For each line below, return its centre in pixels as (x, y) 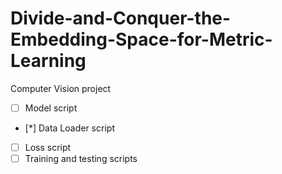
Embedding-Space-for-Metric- (141, 39)
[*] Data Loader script (69, 128)
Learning (48, 61)
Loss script (48, 147)
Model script (51, 108)
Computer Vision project (61, 88)
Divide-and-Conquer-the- (121, 18)
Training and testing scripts (81, 159)
